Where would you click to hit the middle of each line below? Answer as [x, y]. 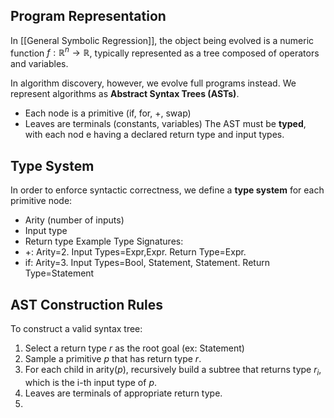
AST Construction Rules [87, 304]
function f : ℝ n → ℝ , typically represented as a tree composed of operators [165, 52]
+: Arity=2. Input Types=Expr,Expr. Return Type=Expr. [135, 252]
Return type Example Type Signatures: [104, 241]
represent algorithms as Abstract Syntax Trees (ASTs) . [125, 94]
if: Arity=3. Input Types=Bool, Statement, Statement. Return [147, 263]
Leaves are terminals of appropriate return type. [123, 393]
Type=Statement [59, 273]
